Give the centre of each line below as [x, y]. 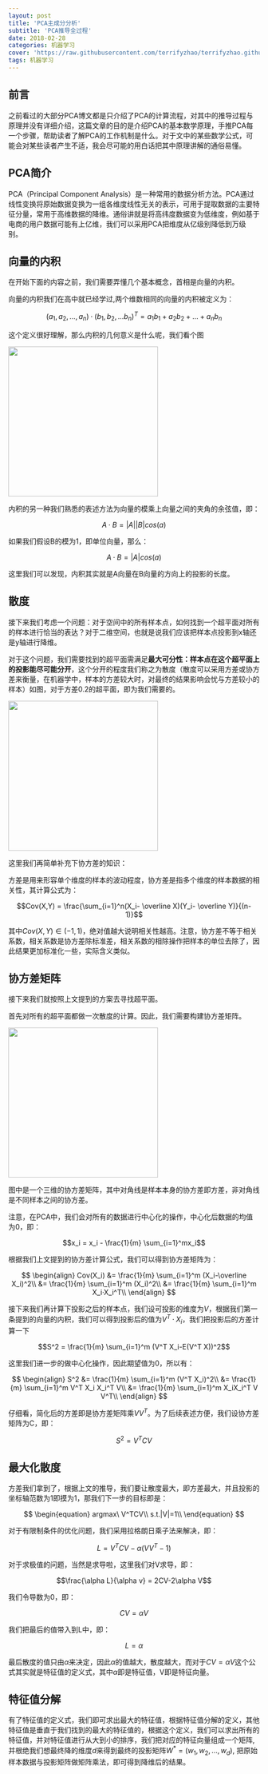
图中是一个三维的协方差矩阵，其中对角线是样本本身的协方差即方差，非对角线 [134, 1190]
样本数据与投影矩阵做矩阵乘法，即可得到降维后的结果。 [99, 1762]
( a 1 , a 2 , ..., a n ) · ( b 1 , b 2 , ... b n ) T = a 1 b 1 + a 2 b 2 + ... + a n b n [134, 317]
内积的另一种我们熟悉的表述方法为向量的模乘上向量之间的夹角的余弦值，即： [134, 508]
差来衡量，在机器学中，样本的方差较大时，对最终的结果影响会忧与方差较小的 [134, 679]
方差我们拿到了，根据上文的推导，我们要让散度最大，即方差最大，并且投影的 [134, 1488]
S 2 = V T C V [134, 1440]
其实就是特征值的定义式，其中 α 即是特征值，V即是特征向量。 [114, 1672]
